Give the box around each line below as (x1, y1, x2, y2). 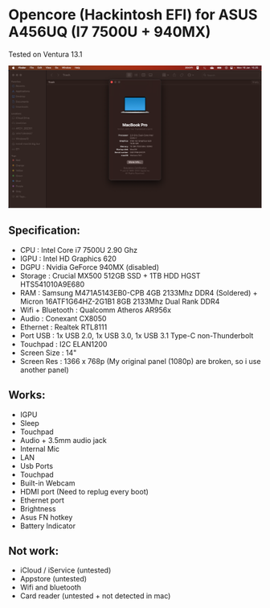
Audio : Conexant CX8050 (19, 313, 107, 323)
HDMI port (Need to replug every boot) (19, 486, 149, 496)
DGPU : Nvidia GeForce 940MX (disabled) (19, 262, 159, 271)
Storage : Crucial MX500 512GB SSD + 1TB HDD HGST (19, 271, 201, 280)
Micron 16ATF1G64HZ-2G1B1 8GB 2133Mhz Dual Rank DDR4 (19, 296, 220, 306)
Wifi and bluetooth (19, 582, 82, 593)
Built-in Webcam (19, 478, 76, 488)
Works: (8, 388, 46, 402)
